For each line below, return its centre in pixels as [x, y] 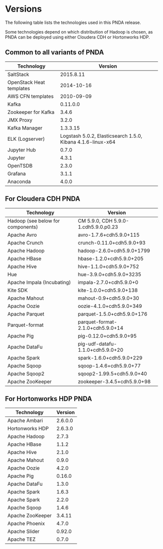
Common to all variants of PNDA [55, 52]
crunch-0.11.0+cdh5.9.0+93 [112, 243]
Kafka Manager [25, 128]
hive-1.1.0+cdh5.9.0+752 [108, 266]
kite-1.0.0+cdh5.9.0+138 [108, 290]
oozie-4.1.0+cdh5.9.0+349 [110, 306]
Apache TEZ [22, 539]
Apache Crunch [25, 243]
